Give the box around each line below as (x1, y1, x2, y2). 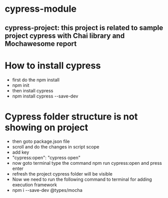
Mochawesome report (5, 39, 77, 48)
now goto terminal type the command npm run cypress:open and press (12, 160, 162, 166)
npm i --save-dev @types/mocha (12, 187, 83, 193)
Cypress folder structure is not (5, 111, 138, 122)
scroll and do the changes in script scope (12, 144, 100, 150)
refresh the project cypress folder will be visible (12, 171, 113, 177)
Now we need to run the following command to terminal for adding (12, 177, 152, 183)
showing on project (5, 121, 88, 133)
